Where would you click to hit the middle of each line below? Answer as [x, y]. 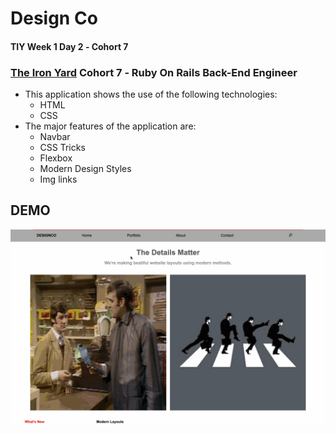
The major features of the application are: [110, 126]
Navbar [55, 137]
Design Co [54, 18]
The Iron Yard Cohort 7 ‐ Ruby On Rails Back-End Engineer [154, 72]
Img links [58, 179]
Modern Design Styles [85, 169]
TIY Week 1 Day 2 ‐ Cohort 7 [69, 46]
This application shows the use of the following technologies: [151, 94]
